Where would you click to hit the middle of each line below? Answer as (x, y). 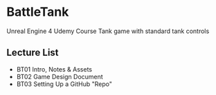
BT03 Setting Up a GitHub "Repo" (64, 84)
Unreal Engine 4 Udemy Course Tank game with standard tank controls (108, 31)
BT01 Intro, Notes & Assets (54, 69)
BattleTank (38, 12)
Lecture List (33, 53)
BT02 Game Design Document (60, 76)
